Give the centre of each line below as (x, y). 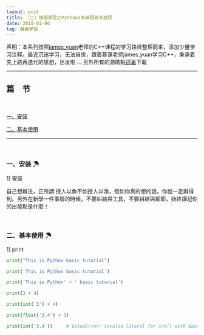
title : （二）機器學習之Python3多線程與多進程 (59, 18)
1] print (15, 249)
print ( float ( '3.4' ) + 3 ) (38, 316)
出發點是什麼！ (30, 207)
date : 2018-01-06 (28, 23)
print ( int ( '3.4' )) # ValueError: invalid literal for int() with (96, 326)
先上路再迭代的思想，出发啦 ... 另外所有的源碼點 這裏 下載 (76, 62)
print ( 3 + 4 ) (23, 293)
